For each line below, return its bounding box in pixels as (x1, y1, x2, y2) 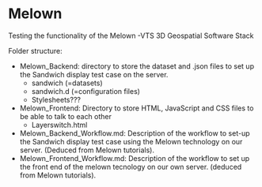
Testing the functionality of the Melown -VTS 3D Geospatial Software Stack (8, 31, 255, 40)
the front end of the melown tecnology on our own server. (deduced (19, 162, 242, 171)
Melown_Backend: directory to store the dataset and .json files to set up (19, 61, 255, 71)
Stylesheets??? (31, 95, 82, 104)
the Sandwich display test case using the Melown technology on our (19, 137, 243, 146)
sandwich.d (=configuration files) (31, 86, 141, 95)
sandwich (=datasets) (31, 78, 103, 88)
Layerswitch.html (31, 120, 88, 129)
